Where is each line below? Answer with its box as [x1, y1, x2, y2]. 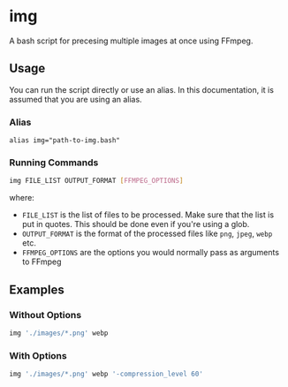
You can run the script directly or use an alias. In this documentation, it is [9, 84, 274, 95]
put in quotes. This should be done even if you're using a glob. [21, 219, 250, 230]
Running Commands [9, 156, 99, 169]
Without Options [9, 308, 82, 321]
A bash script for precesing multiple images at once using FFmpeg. [9, 35, 254, 46]
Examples [9, 282, 64, 297]
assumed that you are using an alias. [9, 94, 143, 104]
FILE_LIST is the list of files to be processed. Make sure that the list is [21, 209, 275, 220]
